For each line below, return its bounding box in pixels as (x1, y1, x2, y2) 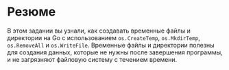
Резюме (7, 4, 56, 20)
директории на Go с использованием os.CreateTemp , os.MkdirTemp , (7, 33, 200, 41)
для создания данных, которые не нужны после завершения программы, (7, 48, 223, 56)
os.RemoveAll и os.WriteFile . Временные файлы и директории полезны (7, 41, 215, 49)
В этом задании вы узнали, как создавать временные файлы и (7, 27, 191, 35)
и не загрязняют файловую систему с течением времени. (7, 55, 178, 63)
